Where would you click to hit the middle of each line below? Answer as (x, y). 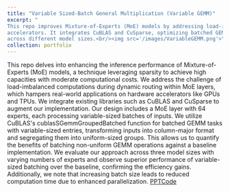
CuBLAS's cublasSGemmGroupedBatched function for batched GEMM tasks (115, 123)
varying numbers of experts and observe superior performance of (100, 159)
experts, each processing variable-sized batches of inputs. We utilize (105, 116)
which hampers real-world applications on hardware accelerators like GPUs (114, 94)
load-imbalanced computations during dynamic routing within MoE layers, (111, 87)
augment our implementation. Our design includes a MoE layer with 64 (106, 108)
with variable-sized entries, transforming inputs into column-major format (111, 130)
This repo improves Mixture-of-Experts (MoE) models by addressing (105, 26)
